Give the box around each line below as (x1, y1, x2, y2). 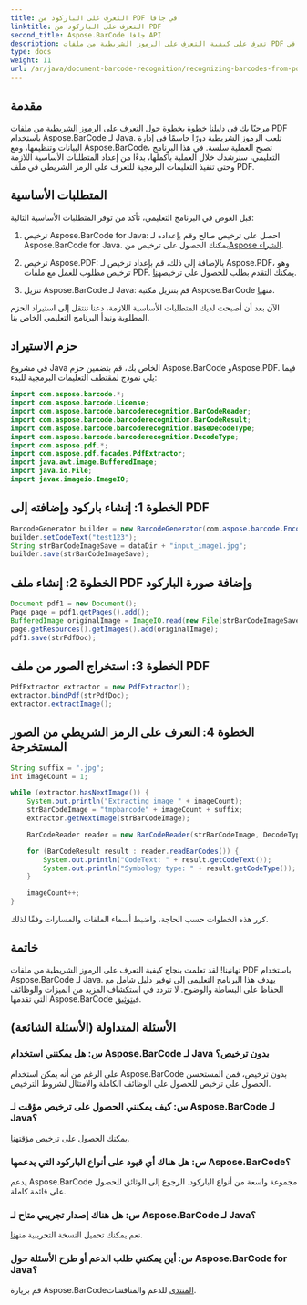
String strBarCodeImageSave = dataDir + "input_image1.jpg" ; (10, 541, 248, 551)
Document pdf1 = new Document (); (10, 599, 138, 608)
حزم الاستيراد (10, 338, 78, 353)
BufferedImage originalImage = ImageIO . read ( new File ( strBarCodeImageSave (10, 616, 301, 626)
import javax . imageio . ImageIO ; (10, 475, 129, 484)
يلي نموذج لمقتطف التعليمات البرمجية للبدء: (10, 372, 158, 384)
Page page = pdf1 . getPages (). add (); (10, 607, 149, 616)
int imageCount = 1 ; (10, 772, 89, 781)
